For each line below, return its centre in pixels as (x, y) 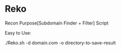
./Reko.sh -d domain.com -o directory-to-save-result (60, 43)
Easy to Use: (18, 33)
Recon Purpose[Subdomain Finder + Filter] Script (57, 23)
